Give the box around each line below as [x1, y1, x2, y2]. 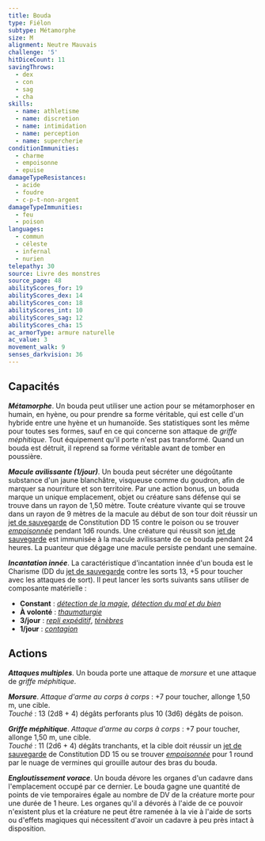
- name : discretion [15, 115, 80, 123]
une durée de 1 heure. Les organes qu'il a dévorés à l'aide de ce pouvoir [8, 798, 244, 808]
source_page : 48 [8, 277, 62, 285]
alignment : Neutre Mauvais [8, 41, 97, 49]
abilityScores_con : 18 [8, 299, 83, 307]
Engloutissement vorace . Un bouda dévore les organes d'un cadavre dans [8, 773, 253, 782]
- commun [15, 233, 44, 241]
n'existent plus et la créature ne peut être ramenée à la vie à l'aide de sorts [8, 806, 252, 816]
